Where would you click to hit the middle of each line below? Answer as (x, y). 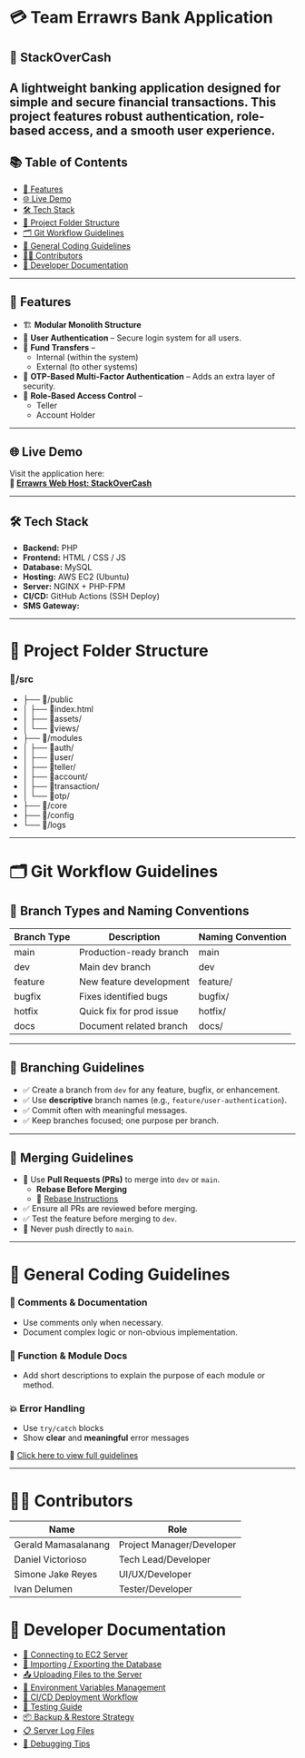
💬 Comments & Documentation (79, 1302)
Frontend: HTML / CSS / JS (74, 558)
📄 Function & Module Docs (69, 1356)
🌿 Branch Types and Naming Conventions (129, 911)
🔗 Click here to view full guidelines (74, 1456)
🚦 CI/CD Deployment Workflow (80, 1697)
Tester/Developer (156, 1589)
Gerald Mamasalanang (62, 1545)
